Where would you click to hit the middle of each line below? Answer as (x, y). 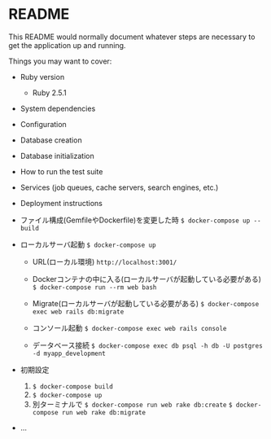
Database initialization (57, 156)
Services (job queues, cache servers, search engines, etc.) (119, 187)
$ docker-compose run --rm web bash (94, 287)
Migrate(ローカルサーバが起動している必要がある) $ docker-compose (146, 303)
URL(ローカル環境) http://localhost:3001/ (105, 261)
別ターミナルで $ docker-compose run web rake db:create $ (132, 404)
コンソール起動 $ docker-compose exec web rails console (129, 327)
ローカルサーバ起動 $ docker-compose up (88, 244)
